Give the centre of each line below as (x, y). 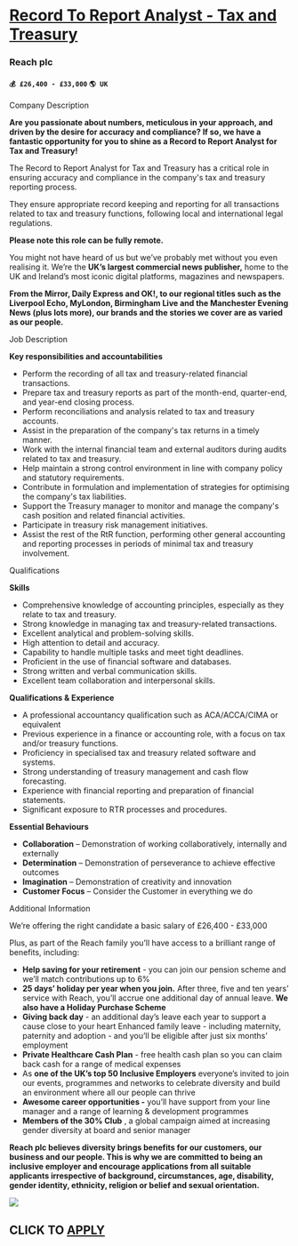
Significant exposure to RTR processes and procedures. (125, 809)
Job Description (39, 340)
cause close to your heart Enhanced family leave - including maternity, (152, 1026)
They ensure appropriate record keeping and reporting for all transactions (145, 205)
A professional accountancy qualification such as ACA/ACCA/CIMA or (150, 715)
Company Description (49, 105)
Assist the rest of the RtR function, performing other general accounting (154, 535)
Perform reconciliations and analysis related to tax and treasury (138, 412)
